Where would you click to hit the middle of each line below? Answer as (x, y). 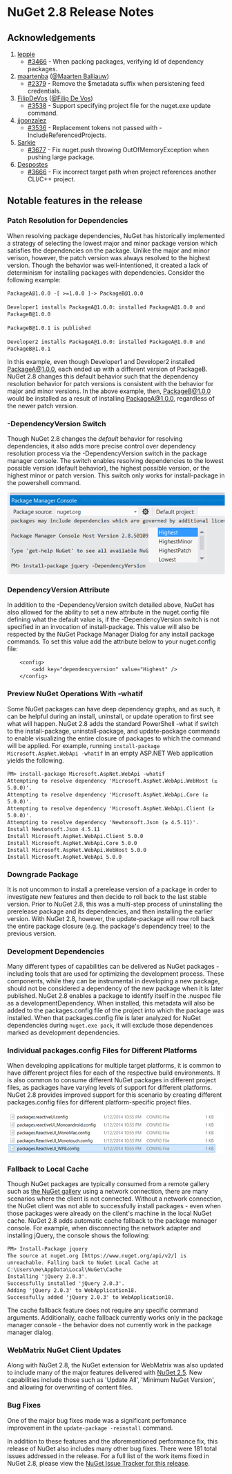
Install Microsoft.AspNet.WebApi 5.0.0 (65, 857)
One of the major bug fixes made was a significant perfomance (97, 1420)
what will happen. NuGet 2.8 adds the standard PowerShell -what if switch (113, 723)
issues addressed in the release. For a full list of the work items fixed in (108, 1456)
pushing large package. (61, 157)
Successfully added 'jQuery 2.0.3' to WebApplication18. (91, 1298)
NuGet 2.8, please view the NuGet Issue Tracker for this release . (98, 1463)
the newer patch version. (42, 406)
